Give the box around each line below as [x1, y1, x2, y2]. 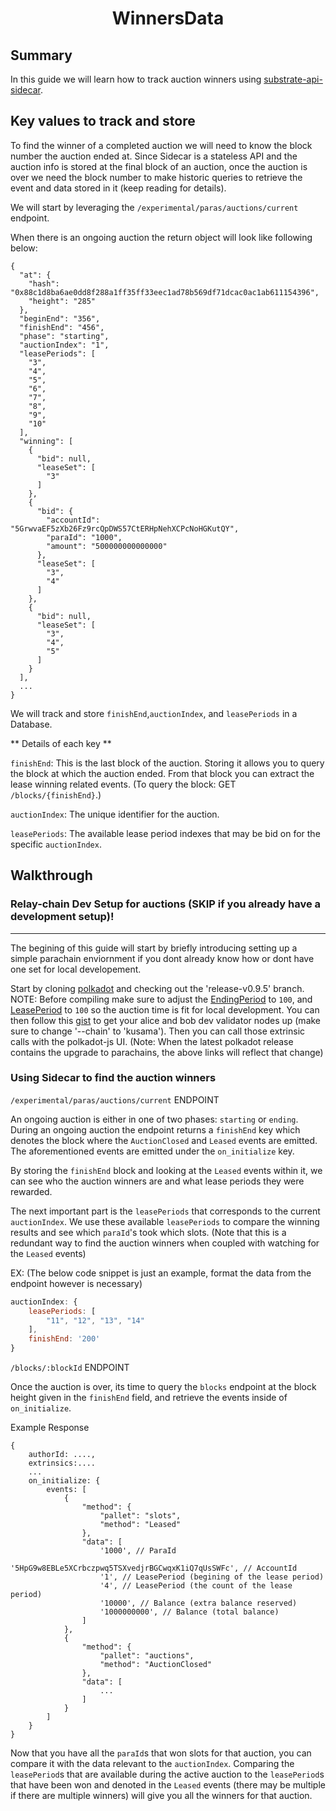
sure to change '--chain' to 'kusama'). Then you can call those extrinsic [10, 1025, 306, 1037]
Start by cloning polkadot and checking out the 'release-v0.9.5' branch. [10, 982, 305, 994]
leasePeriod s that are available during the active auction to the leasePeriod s [10, 1768, 325, 1781]
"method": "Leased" [99, 1520, 182, 1530]
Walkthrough [10, 867, 93, 884]
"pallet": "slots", [99, 1511, 182, 1521]
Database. [10, 718, 53, 730]
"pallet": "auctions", [99, 1651, 195, 1661]
